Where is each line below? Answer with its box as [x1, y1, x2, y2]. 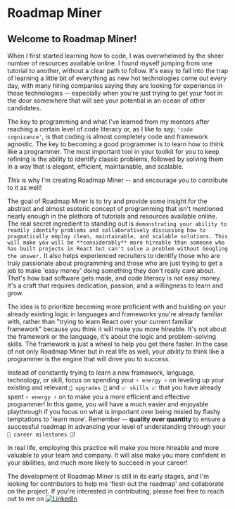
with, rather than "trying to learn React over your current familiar [7, 318, 193, 326]
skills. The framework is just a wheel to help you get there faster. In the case [7, 340, 229, 348]
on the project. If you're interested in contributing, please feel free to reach [7, 487, 224, 495]
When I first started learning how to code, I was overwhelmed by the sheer [7, 51, 224, 60]
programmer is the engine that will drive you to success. [7, 355, 170, 363]
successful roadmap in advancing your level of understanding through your [7, 423, 226, 430]
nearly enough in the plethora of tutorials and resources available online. [7, 212, 218, 220]
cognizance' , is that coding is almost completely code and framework [7, 132, 208, 141]
